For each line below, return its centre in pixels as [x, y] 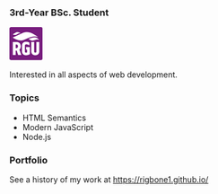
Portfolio [29, 160]
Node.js [37, 137]
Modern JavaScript [58, 127]
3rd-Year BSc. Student [59, 13]
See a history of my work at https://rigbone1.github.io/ [109, 179]
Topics [25, 98]
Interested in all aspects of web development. [93, 75]
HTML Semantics [54, 118]
